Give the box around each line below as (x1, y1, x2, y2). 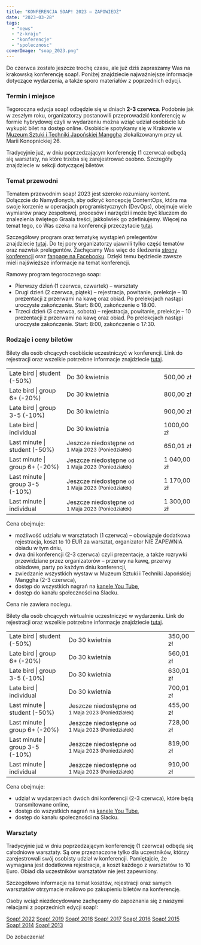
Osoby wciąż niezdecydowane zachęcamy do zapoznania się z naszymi (6, 897, 184, 904)
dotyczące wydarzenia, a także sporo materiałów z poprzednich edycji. (6, 77, 182, 84)
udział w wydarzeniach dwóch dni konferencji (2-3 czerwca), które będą (14, 795, 194, 802)
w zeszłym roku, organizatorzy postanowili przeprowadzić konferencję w (6, 112, 187, 119)
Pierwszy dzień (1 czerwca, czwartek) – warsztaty (14, 282, 139, 289)
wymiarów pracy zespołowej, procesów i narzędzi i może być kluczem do (6, 209, 187, 216)
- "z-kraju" (11, 31, 42, 37)
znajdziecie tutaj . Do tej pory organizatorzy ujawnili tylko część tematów (6, 240, 184, 247)
